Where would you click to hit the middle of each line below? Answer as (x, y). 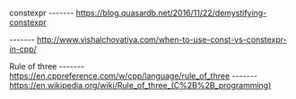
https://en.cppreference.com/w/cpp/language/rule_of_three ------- (133, 76)
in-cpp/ (23, 49)
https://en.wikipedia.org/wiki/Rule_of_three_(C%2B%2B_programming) (140, 85)
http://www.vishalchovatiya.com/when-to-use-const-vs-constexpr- (162, 40)
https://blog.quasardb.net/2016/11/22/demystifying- (171, 13)
